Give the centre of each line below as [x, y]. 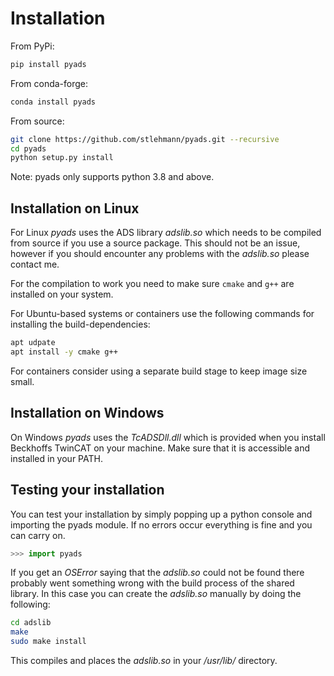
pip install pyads [48, 64]
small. [22, 381]
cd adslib [31, 623]
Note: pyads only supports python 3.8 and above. [112, 177]
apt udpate [33, 343]
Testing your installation [87, 490]
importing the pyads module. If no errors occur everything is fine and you [161, 524]
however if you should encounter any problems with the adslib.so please [160, 254]
